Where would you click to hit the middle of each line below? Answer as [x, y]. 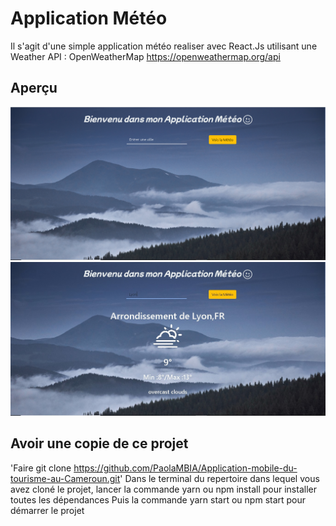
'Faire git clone [41, 468]
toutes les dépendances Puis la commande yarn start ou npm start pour [158, 499]
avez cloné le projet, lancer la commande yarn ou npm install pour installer [163, 489]
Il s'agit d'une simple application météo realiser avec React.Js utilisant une [164, 46]
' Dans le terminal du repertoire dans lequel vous [219, 478]
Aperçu [34, 88]
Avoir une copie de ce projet [99, 443]
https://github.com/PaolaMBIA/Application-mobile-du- [185, 468]
